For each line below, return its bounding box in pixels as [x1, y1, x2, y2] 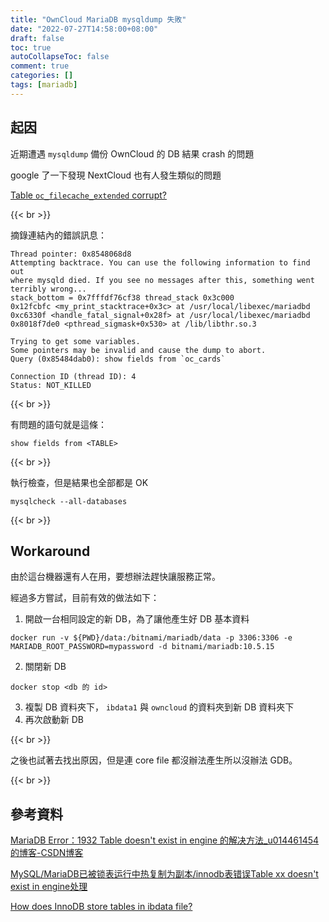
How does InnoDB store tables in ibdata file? [10, 901, 193, 913]
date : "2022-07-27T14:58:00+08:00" [10, 24, 159, 34]
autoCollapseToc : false [10, 52, 110, 62]
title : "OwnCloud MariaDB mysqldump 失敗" [10, 14, 187, 25]
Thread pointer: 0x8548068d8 [10, 249, 132, 259]
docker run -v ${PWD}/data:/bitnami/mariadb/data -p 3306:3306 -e [10, 633, 293, 643]
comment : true [10, 61, 70, 71]
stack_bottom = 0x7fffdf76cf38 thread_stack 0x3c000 [10, 292, 235, 303]
